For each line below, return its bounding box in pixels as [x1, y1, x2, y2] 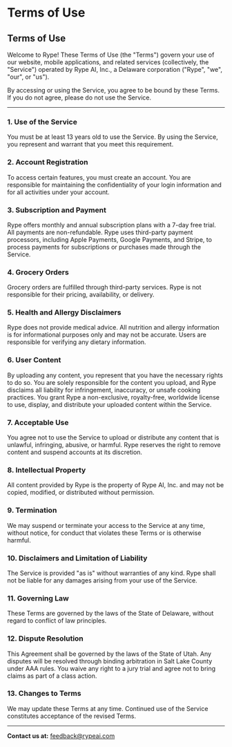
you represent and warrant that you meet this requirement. [7, 140, 174, 149]
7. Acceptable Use [7, 417, 69, 427]
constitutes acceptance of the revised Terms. [7, 712, 137, 720]
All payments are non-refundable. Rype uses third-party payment [7, 228, 193, 236]
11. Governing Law [7, 593, 69, 603]
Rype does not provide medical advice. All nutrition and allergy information [7, 323, 220, 332]
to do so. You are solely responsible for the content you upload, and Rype [7, 378, 216, 386]
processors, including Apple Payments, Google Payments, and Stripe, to [7, 235, 213, 243]
